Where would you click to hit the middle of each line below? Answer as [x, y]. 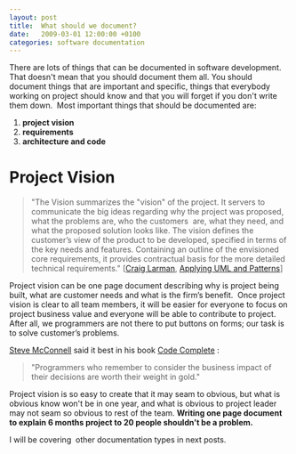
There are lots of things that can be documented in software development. [145, 68]
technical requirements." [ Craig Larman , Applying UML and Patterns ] [157, 269]
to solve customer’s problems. [64, 333]
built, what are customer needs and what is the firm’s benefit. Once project [147, 296]
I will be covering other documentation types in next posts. [118, 440]
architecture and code [64, 142]
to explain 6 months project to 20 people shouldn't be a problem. [131, 423]
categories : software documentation [77, 42]
